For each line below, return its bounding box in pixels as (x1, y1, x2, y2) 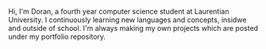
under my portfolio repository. (8, 32, 106, 41)
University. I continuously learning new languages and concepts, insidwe (8, 15, 247, 24)
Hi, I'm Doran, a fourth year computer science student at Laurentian (8, 7, 229, 16)
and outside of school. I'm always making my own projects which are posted (8, 24, 259, 32)
